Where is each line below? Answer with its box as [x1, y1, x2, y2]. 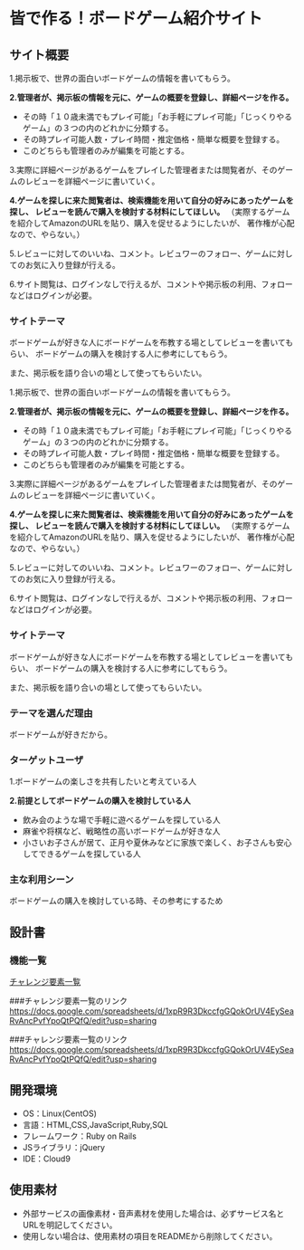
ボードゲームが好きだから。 [9, 729, 113, 740]
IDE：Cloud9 [22, 1153, 71, 1164]
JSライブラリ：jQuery [22, 1141, 106, 1152]
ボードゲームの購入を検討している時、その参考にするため [9, 895, 223, 906]
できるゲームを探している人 [38, 848, 142, 860]
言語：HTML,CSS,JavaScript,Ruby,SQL [22, 1119, 169, 1130]
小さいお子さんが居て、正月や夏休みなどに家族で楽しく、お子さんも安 [22, 837, 285, 848]
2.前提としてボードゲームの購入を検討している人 [9, 796, 192, 806]
